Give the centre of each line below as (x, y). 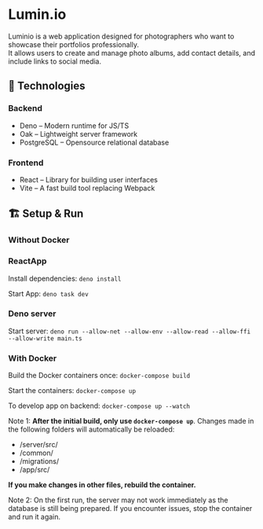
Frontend (26, 163)
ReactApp (27, 261)
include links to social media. (55, 61)
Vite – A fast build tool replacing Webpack (87, 188)
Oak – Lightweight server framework (79, 134)
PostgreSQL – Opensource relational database (94, 142)
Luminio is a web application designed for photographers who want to (121, 36)
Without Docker (39, 240)
